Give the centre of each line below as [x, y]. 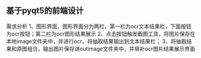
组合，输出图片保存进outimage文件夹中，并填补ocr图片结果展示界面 [111, 48]
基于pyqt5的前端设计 [45, 11]
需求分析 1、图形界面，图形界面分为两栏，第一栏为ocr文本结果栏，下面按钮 [99, 26]
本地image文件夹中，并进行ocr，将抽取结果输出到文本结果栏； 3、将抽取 [97, 41]
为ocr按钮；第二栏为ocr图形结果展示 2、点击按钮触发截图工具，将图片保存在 [101, 33]
